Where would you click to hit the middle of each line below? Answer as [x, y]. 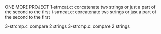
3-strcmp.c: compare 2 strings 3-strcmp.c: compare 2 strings [67, 26]
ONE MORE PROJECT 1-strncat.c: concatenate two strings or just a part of [80, 7]
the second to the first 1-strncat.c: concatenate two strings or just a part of [80, 12]
